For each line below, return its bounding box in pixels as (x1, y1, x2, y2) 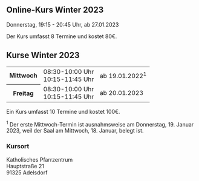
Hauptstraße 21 (6, 162, 44, 169)
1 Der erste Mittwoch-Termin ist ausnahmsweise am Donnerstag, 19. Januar (6, 119, 194, 128)
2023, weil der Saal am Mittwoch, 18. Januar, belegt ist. (6, 127, 144, 134)
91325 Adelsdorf (6, 169, 48, 176)
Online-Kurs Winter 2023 (6, 5, 104, 15)
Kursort (6, 142, 30, 151)
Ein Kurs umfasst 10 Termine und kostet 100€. (6, 108, 120, 115)
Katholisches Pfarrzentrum (6, 156, 73, 163)
